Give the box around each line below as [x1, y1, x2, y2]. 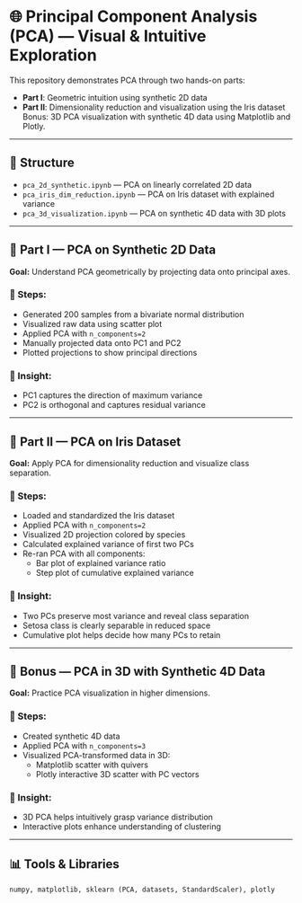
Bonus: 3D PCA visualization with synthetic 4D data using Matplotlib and [22, 111, 291, 122]
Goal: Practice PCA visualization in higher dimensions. [9, 687, 211, 698]
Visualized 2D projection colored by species [22, 529, 186, 540]
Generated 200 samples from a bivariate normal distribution [22, 308, 244, 320]
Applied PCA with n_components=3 [22, 739, 147, 751]
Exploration [9, 45, 97, 66]
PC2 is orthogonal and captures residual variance [22, 400, 207, 411]
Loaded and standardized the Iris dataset [22, 510, 175, 521]
